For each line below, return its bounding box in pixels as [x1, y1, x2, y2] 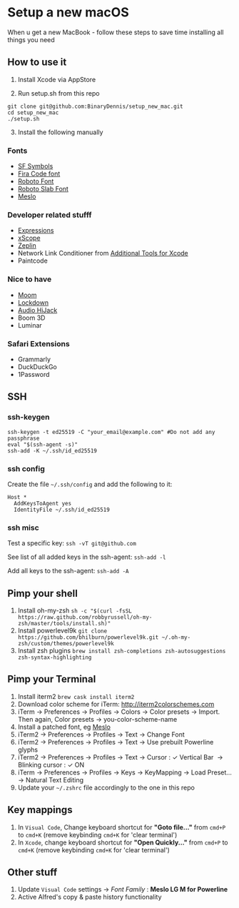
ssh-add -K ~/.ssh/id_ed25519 [7, 447, 98, 454]
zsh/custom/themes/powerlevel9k [17, 640, 114, 647]
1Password [17, 370, 50, 378]
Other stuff [7, 867, 58, 879]
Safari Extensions [7, 338, 70, 348]
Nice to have [7, 274, 52, 284]
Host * [7, 493, 27, 500]
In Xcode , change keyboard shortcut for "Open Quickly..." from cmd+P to [17, 838, 228, 847]
